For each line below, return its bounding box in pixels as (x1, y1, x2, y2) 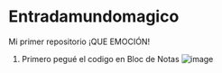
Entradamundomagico (8, 6, 180, 27)
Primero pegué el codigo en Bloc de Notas (21, 53, 180, 64)
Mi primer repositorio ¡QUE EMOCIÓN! (8, 36, 151, 47)
